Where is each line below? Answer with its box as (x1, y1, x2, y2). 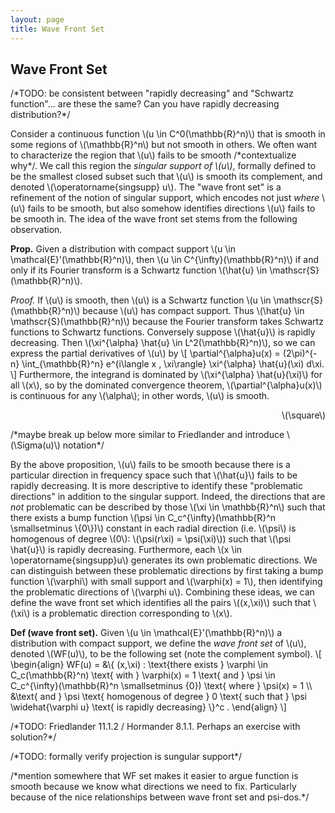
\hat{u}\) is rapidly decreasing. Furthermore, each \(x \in (10, 544, 243, 556)
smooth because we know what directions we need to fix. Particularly (10, 781, 297, 793)
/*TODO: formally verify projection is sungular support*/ (10, 751, 243, 763)
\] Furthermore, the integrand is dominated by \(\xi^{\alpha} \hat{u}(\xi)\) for (10, 369, 323, 381)
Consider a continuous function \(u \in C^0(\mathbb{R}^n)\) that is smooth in (10, 128, 326, 140)
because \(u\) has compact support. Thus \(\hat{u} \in (82, 305, 305, 317)
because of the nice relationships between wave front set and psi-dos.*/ (10, 791, 310, 803)
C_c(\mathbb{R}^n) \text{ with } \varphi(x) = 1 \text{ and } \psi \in (10, 669, 276, 681)
